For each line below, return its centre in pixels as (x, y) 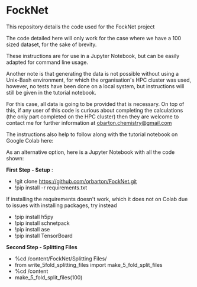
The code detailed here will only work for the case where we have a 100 (94, 38)
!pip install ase (32, 229)
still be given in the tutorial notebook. (51, 92)
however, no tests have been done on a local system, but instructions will (95, 86)
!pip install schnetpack (42, 223)
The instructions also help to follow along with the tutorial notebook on (92, 134)
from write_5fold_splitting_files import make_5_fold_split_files (88, 265)
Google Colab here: (30, 140)
